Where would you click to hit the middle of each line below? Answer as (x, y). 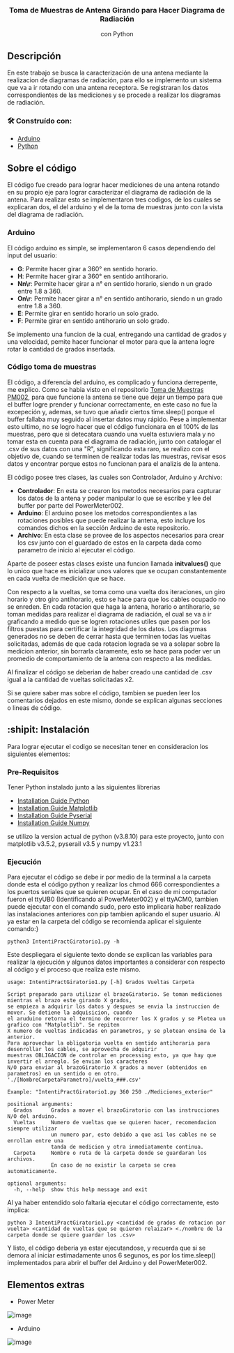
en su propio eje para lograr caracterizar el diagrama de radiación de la (109, 192)
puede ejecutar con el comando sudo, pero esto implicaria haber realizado (114, 907)
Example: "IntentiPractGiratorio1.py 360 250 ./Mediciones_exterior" (110, 1092)
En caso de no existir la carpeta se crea (114, 1165)
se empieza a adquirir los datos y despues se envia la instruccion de (113, 1007)
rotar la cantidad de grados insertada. (61, 349)
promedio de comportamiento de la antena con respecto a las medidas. (110, 658)
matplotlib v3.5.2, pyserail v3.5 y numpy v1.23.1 (75, 844)
